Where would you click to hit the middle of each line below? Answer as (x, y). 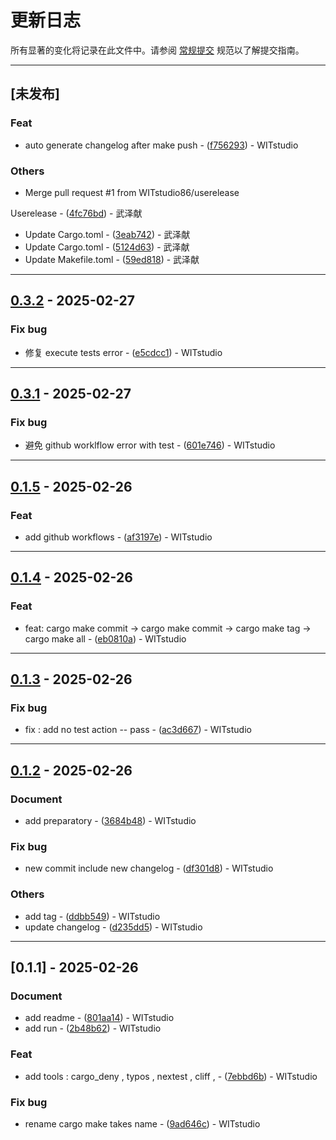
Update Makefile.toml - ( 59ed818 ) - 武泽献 (112, 259)
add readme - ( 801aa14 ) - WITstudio (99, 1018)
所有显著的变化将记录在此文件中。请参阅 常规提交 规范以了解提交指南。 (157, 50)
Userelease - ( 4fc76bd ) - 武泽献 (76, 213)
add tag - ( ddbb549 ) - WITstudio (92, 916)
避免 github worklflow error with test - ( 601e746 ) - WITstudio (150, 445)
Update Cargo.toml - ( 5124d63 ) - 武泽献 (107, 247)
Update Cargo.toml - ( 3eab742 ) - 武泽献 (107, 234)
